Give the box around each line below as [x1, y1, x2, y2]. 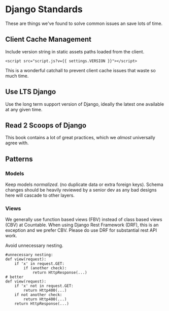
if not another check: [14, 292, 62, 298]
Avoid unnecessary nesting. [5, 242, 63, 248]
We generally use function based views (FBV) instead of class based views [5, 216, 162, 223]
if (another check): [23, 266, 67, 271]
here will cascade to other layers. [5, 192, 75, 199]
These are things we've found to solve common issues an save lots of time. [5, 20, 163, 26]
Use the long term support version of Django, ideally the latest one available [5, 101, 164, 107]
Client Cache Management [5, 35, 92, 44]
